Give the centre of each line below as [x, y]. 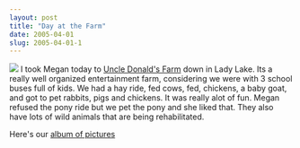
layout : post [34, 17]
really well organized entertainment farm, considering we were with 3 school [151, 79]
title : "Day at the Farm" [57, 26]
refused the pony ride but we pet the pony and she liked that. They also [141, 108]
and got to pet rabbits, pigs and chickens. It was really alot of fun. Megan [145, 98]
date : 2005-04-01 [42, 34]
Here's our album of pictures [62, 135]
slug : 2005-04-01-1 [46, 43]
